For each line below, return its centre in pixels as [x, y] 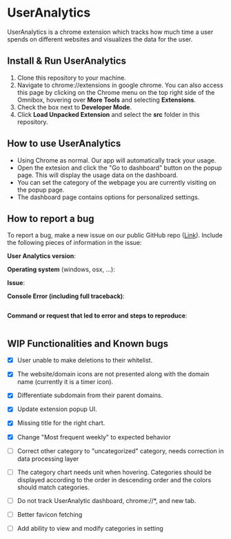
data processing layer [48, 459]
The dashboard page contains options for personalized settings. [108, 197]
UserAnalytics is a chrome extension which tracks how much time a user [110, 32]
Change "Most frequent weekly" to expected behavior [94, 437]
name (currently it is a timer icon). [65, 382]
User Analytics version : [41, 256]
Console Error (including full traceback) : [66, 296]
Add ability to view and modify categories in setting [90, 528]
